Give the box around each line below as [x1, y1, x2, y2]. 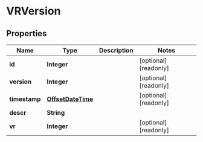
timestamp [9, 95, 41, 103]
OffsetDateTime [47, 95, 94, 103]
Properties [6, 28, 47, 39]
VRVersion [6, 4, 61, 18]
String [47, 109, 65, 117]
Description [98, 47, 134, 54]
